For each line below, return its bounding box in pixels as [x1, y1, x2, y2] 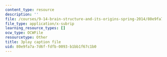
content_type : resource [5, 7, 55, 12]
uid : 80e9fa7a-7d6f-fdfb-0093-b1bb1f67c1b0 [5, 44, 97, 49]
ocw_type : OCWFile [5, 30, 43, 35]
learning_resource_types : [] [5, 26, 66, 31]
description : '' [5, 12, 39, 17]
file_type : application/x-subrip [5, 21, 75, 26]
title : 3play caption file [5, 40, 61, 45]
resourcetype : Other [5, 35, 48, 40]
